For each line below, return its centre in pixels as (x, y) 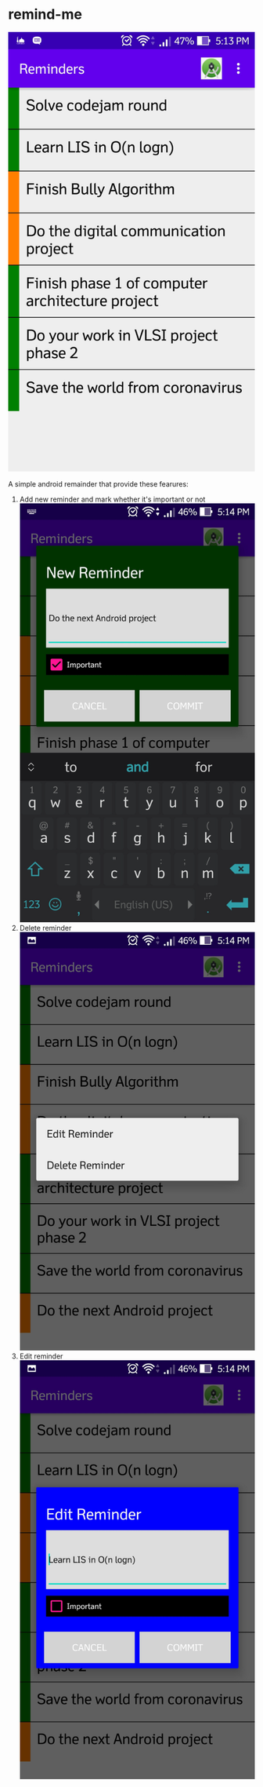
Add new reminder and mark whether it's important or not (112, 499)
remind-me (45, 15)
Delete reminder (45, 928)
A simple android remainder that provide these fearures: (99, 483)
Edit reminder (41, 1356)
